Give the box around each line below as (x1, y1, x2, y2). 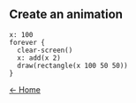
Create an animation (9, 7, 124, 22)
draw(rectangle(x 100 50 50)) (17, 61, 128, 70)
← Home (9, 84, 42, 95)
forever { (9, 38, 46, 47)
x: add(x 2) (17, 53, 62, 63)
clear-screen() (17, 46, 73, 55)
